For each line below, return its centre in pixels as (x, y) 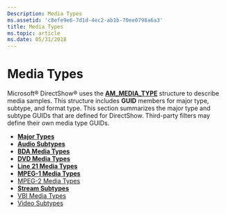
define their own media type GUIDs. (58, 123)
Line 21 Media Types (47, 166)
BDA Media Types (43, 151)
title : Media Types (35, 26)
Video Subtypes (40, 204)
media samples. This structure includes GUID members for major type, (108, 101)
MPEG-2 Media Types (49, 181)
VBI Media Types (42, 196)
